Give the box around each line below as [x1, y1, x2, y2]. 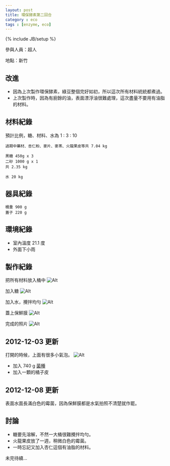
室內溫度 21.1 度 [12, 240, 45, 246]
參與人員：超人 [5, 47, 37, 53]
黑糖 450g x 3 [5, 153, 34, 159]
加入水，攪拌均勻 [5, 299, 41, 305]
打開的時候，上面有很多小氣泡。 [5, 352, 72, 358]
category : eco [5, 17, 38, 22]
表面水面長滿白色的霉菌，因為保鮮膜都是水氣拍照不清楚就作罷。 [5, 400, 139, 406]
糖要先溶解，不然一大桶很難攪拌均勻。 [12, 431, 93, 437]
